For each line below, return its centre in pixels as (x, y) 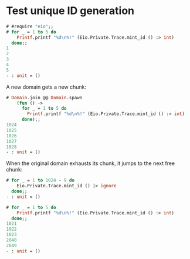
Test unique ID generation (70, 11)
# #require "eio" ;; (30, 26)
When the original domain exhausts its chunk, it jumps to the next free (91, 163)
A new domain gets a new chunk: (46, 87)
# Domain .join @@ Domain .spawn (44, 97)
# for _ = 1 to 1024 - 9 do (40, 180)
